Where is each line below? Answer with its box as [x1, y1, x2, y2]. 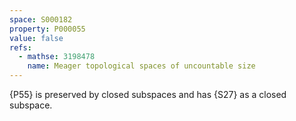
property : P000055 [9, 24, 86, 34]
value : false [9, 33, 64, 43]
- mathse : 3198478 [18, 52, 96, 62]
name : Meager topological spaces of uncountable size [27, 61, 256, 71]
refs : [9, 42, 32, 53]
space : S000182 [9, 14, 73, 25]
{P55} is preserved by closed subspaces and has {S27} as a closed [9, 89, 287, 100]
